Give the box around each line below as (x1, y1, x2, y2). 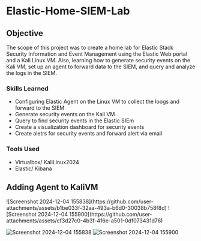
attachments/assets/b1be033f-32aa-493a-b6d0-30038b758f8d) (6, 204, 167, 212)
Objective (6, 28, 44, 38)
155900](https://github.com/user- (68, 211, 152, 218)
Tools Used (6, 145, 40, 153)
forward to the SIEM (14, 104, 65, 112)
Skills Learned (6, 84, 49, 92)
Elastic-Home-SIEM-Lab (6, 4, 130, 18)
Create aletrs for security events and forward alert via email (14, 130, 163, 137)
